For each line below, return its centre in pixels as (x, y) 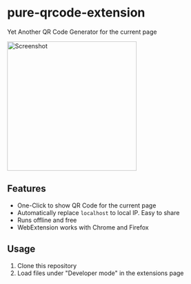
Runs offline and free (47, 220)
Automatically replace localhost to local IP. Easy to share (98, 212)
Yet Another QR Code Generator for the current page (82, 32)
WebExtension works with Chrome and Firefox (83, 227)
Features (27, 189)
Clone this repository (47, 265)
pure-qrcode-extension (76, 13)
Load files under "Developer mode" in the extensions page (100, 273)
